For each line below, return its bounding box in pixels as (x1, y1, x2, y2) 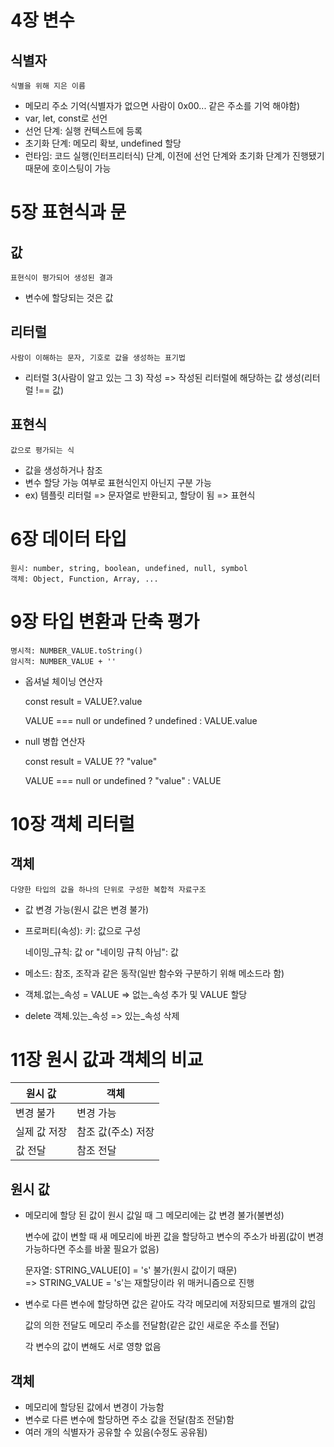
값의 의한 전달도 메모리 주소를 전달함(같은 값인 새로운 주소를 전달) (24, 1319, 280, 1331)
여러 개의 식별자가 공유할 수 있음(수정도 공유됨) (24, 1426, 208, 1438)
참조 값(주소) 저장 (76, 1125, 155, 1139)
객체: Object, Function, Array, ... (10, 574, 159, 584)
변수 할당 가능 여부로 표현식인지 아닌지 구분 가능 (24, 476, 212, 488)
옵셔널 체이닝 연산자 (24, 675, 103, 687)
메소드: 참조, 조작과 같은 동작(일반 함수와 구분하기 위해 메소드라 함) (24, 967, 285, 979)
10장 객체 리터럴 (10, 812, 135, 835)
